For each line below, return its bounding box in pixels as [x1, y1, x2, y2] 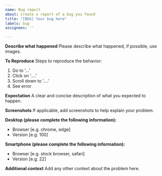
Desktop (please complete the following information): [5, 117, 117, 123]
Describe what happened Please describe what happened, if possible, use [5, 43, 157, 49]
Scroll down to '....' [12, 78, 50, 84]
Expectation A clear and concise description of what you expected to [5, 93, 146, 99]
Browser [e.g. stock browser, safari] [12, 151, 85, 157]
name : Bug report [5, 7, 41, 12]
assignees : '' [5, 26, 34, 30]
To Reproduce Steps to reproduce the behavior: [5, 58, 102, 64]
